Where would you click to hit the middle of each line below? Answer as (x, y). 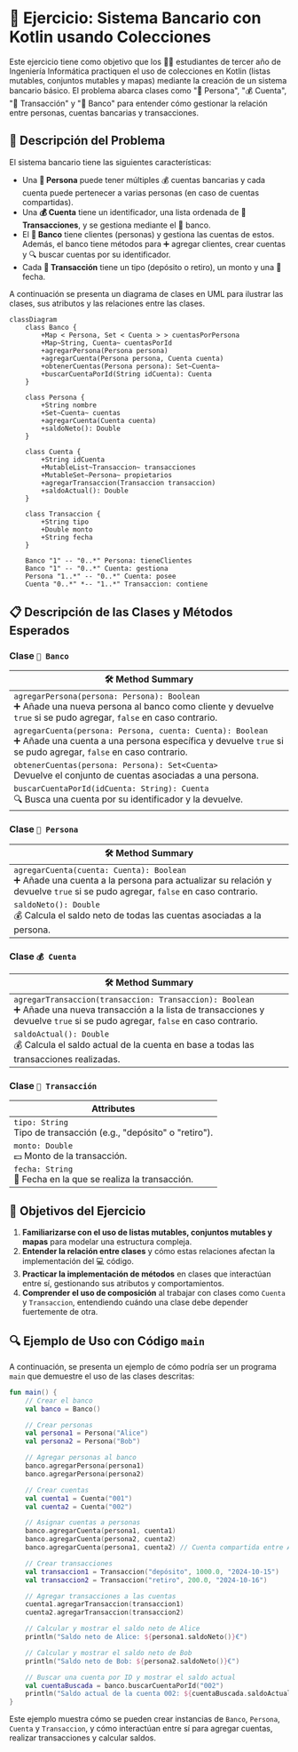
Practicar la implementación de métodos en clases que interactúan (146, 1274)
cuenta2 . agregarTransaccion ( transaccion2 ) (105, 1612)
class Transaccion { (63, 514)
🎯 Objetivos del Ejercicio (78, 1211)
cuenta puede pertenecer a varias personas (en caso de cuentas (141, 192)
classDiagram (33, 319)
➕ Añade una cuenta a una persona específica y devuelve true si (149, 741)
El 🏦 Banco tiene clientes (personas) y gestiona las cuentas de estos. (148, 234)
